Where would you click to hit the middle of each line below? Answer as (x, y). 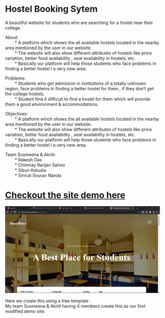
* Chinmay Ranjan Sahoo (40, 165)
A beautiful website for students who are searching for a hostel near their (79, 23)
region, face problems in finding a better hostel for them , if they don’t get (79, 88)
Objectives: (16, 113)
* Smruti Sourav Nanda (38, 175)
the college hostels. (25, 94)
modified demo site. (25, 311)
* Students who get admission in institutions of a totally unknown (80, 83)
